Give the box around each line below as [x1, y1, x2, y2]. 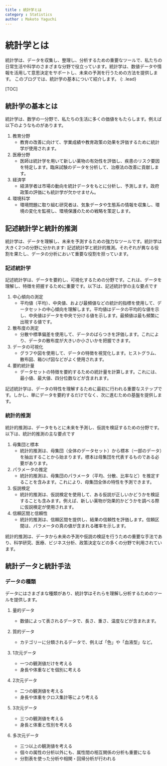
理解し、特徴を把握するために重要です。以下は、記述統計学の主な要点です [5, 283, 158, 289]
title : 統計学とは [5, 7, 42, 13]
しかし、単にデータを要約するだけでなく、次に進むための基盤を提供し [13, 392, 158, 398]
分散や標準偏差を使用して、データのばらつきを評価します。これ [19, 331, 151, 337]
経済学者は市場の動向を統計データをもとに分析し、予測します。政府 [19, 183, 160, 189]
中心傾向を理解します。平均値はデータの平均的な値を [46, 306, 156, 312]
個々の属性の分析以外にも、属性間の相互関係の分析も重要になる [19, 749, 151, 755]
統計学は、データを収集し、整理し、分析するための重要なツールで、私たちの [5, 57, 163, 63]
